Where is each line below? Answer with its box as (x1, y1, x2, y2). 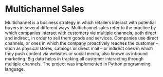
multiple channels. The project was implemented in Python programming (5, 61, 151, 67)
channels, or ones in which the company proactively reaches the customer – (5, 40, 158, 46)
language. (5, 66, 25, 72)
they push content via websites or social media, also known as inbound (5, 50, 148, 57)
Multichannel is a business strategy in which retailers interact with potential (5, 19, 156, 25)
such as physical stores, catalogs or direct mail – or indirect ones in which (5, 45, 153, 51)
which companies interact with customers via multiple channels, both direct (5, 30, 157, 36)
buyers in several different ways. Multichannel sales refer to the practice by (5, 24, 156, 30)
